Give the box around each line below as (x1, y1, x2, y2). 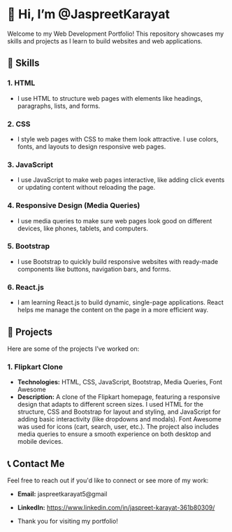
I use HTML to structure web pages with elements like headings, (17, 94, 203, 102)
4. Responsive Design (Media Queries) (7, 201, 140, 211)
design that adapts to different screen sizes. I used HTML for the (17, 400, 204, 409)
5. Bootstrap (7, 241, 50, 251)
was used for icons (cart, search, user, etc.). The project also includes (17, 423, 219, 431)
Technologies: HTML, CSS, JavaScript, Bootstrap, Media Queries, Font (17, 378, 222, 386)
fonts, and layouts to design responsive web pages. (17, 142, 166, 150)
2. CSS (7, 119, 31, 129)
